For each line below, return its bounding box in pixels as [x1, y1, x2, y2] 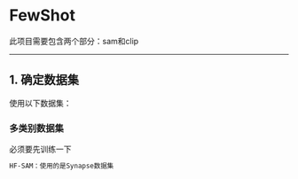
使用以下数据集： [9, 97, 72, 108]
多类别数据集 [9, 121, 65, 134]
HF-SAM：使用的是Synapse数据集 [9, 161, 114, 171]
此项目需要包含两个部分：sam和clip [9, 35, 139, 46]
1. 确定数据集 [9, 73, 80, 88]
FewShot [9, 5, 75, 26]
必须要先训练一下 [9, 144, 72, 155]
